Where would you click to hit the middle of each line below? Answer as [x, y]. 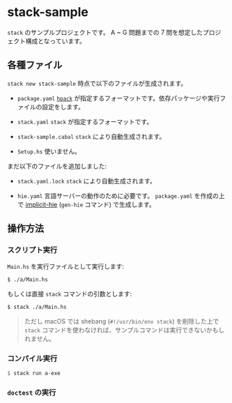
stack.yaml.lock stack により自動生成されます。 [87, 181]
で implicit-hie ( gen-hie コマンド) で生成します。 [86, 204]
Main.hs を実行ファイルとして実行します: [65, 266]
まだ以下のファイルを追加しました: [57, 166]
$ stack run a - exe [34, 374]
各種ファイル [35, 65]
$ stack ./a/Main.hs [37, 307]
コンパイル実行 [32, 358]
